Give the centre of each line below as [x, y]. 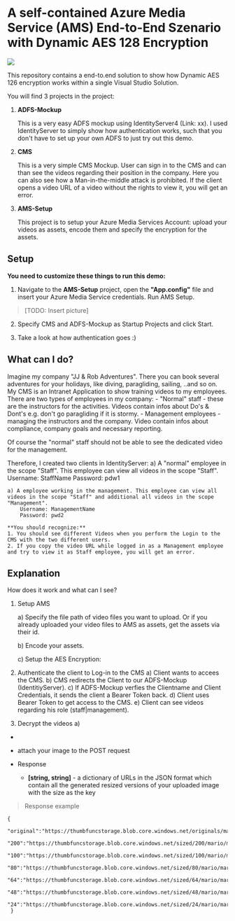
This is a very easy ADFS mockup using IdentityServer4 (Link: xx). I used [122, 123]
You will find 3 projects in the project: [61, 96]
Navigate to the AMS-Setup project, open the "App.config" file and [115, 289]
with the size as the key [62, 793]
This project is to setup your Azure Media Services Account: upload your [122, 222]
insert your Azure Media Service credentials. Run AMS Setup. [106, 297]
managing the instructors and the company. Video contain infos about [108, 421]
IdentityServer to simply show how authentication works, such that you [120, 130]
